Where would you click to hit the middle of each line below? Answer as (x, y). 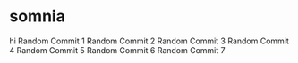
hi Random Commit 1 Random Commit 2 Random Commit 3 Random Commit (149, 41)
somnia (37, 16)
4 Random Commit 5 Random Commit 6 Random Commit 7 (117, 50)
